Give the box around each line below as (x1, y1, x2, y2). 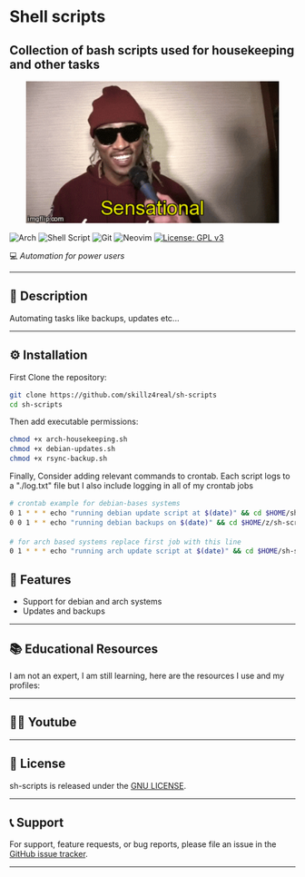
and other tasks (9, 56, 100, 72)
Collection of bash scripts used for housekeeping (9, 43, 295, 58)
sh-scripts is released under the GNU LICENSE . (9, 780, 187, 791)
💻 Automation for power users (9, 251, 125, 261)
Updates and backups (22, 606, 106, 616)
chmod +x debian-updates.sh (9, 445, 116, 454)
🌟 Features (9, 572, 72, 587)
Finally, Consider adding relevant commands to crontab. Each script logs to (9, 470, 290, 481)
